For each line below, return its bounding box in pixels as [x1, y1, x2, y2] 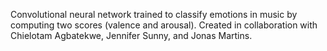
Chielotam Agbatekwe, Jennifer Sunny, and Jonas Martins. [10, 30, 253, 41]
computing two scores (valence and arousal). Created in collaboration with [10, 19, 318, 31]
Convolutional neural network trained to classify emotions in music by [10, 9, 298, 20]
